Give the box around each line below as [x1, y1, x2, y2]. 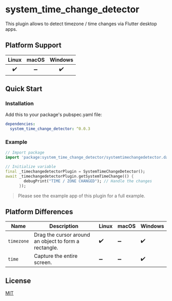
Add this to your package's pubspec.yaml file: [5, 111, 102, 118]
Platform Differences [5, 208, 73, 216]
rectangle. [34, 244, 58, 251]
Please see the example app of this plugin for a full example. [17, 193, 145, 199]
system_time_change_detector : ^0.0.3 [10, 126, 91, 131]
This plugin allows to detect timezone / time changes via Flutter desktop [5, 21, 157, 27]
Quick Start [5, 85, 42, 93]
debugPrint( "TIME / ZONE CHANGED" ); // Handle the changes [24, 178, 153, 183]
